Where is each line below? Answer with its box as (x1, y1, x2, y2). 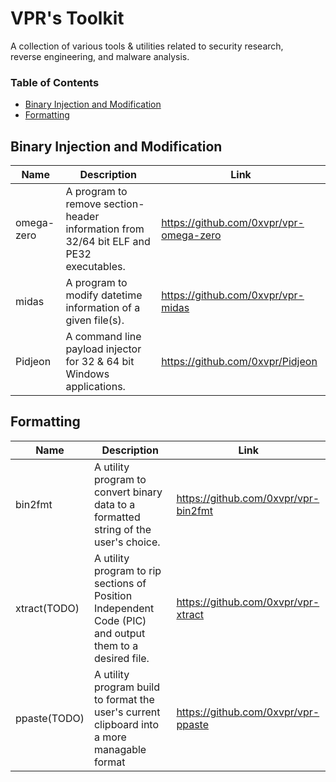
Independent (93, 601, 155, 615)
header (65, 210, 100, 224)
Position (93, 588, 133, 602)
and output (93, 626, 146, 640)
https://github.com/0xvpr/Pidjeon (161, 355, 318, 369)
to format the (93, 692, 155, 706)
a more (93, 730, 127, 744)
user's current (93, 705, 161, 719)
